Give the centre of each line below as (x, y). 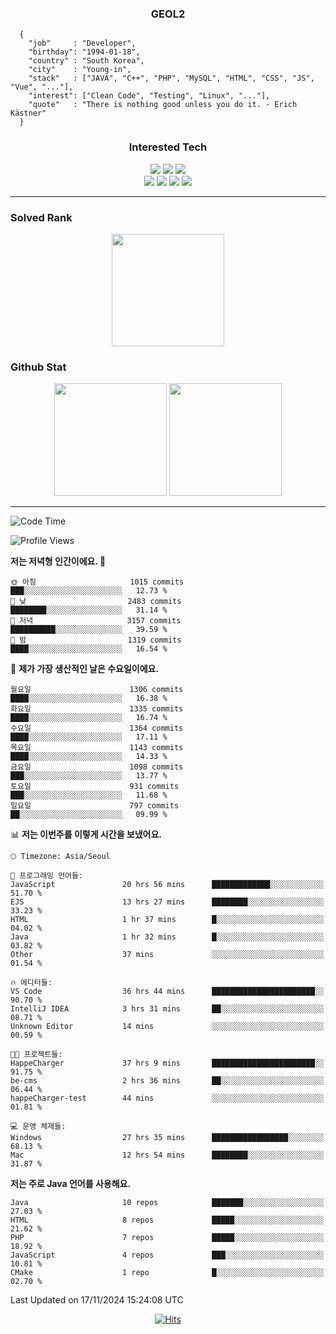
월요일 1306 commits (97, 690)
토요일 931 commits (95, 787)
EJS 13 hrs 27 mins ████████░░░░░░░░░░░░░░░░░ (167, 902)
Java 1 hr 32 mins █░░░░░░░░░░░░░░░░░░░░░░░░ (167, 937)
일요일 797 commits (95, 806)
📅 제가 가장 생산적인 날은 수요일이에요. (85, 669)
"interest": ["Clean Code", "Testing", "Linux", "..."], (149, 96)
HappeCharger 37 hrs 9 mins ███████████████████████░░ (167, 1063)
